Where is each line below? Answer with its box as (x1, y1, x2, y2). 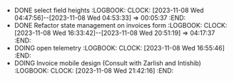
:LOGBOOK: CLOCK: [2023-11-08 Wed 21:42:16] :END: (14, 67, 174, 75)
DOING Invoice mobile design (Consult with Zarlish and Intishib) (14, 59, 202, 67)
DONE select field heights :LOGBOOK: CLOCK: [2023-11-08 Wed (14, 6, 205, 14)
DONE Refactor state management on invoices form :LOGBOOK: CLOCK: (14, 21, 228, 29)
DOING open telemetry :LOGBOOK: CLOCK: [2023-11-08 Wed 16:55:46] (14, 44, 225, 52)
